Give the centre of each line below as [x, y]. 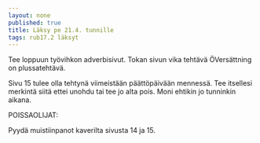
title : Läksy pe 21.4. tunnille [61, 30]
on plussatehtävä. [37, 68]
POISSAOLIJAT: [33, 115]
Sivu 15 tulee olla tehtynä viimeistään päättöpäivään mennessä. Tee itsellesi [130, 83]
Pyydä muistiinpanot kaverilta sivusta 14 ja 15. [82, 130]
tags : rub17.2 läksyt [44, 37]
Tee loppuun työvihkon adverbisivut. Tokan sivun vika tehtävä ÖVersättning [130, 60]
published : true [35, 23]
